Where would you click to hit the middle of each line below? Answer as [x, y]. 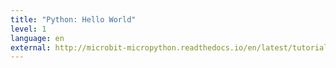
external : [31, 47]
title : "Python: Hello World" [73, 19]
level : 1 [28, 29]
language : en [37, 38]
